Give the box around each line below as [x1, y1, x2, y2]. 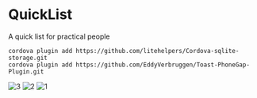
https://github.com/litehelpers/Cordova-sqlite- [75, 47, 240, 55]
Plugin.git [8, 67, 44, 76]
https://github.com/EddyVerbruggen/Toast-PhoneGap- [75, 61, 250, 69]
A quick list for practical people [8, 32, 110, 41]
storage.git [8, 54, 48, 62]
